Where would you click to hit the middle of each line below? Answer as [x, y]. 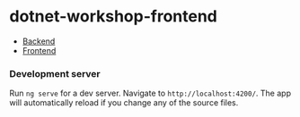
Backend [39, 41]
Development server [55, 73]
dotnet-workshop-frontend [113, 17]
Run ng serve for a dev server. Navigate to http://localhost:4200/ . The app [150, 93]
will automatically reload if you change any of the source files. [124, 103]
